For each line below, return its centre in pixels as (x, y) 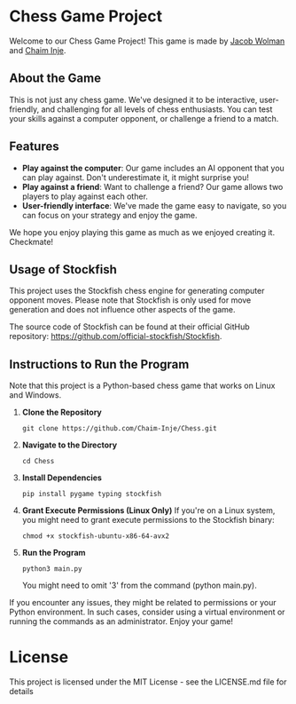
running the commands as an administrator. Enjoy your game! (121, 621)
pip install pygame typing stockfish (92, 494)
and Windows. (35, 395)
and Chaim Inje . (38, 50)
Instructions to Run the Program (99, 364)
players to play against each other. (85, 196)
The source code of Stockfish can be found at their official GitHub (129, 327)
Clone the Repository (62, 412)
